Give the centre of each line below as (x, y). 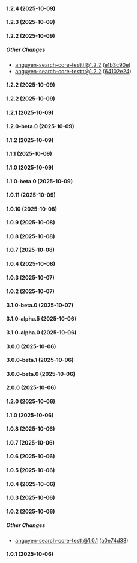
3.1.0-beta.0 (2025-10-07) (40, 305)
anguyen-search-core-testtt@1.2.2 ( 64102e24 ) (73, 71)
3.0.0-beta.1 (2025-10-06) (40, 360)
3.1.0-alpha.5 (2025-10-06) (41, 319)
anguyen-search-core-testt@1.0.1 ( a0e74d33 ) (72, 540)
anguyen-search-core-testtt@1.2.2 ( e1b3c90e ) (73, 65)
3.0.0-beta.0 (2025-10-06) (41, 374)
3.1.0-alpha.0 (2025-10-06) (41, 333)
